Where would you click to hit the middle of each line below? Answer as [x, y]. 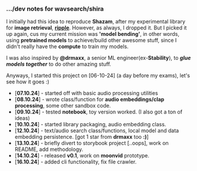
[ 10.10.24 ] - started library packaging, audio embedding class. [90, 125]
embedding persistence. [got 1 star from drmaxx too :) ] [81, 137]
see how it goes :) [28, 82]
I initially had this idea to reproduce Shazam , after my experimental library [96, 22]
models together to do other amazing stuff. [59, 64]
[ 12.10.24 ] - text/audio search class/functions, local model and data [97, 130]
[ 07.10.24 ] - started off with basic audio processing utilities [86, 93]
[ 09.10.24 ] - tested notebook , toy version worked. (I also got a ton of [98, 112]
